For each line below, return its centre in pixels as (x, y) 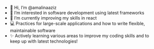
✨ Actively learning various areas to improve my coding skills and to (79, 36)
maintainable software (33, 30)
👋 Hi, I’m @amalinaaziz (33, 8)
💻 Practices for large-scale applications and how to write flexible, (77, 24)
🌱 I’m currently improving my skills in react (53, 18)
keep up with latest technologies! (44, 41)
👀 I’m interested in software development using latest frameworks (77, 13)
